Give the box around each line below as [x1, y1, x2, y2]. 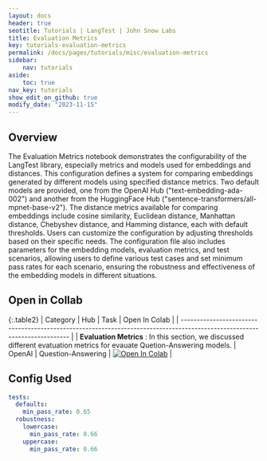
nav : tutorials [22, 64, 73, 72]
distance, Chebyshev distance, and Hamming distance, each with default [8, 219, 249, 229]
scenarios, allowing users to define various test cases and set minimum [8, 253, 243, 263]
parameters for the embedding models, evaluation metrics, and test [8, 244, 230, 254]
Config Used [8, 372, 72, 386]
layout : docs [8, 11, 52, 20]
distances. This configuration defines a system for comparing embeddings [8, 169, 253, 178]
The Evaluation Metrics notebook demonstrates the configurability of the [8, 151, 247, 161]
